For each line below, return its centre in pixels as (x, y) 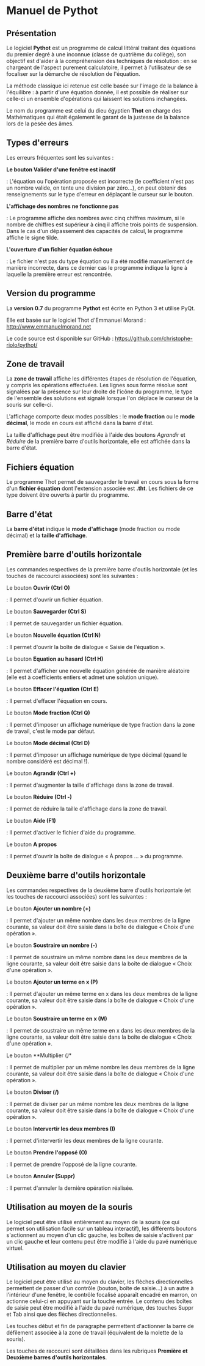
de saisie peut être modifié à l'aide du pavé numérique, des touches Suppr (100, 1308)
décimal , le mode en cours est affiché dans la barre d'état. (80, 423)
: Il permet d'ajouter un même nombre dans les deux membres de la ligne (98, 920)
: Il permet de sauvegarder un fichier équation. (65, 623)
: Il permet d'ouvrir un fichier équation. (55, 599)
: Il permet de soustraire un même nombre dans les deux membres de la (97, 957)
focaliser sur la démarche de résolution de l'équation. (73, 74)
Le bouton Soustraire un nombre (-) (52, 945)
